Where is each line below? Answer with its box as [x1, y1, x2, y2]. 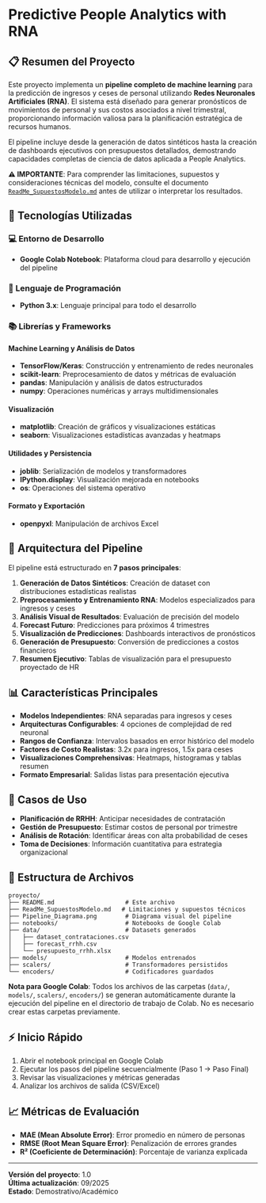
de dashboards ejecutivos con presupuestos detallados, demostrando [8, 146, 237, 155]
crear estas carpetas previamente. [8, 1007, 120, 1016]
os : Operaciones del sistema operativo [19, 483, 146, 493]
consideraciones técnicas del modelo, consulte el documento [8, 178, 209, 187]
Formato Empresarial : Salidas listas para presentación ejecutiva [19, 770, 230, 779]
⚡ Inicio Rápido [8, 1031, 83, 1045]
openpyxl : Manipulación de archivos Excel [19, 519, 159, 528]
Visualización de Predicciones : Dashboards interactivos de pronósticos [19, 628, 256, 638]
